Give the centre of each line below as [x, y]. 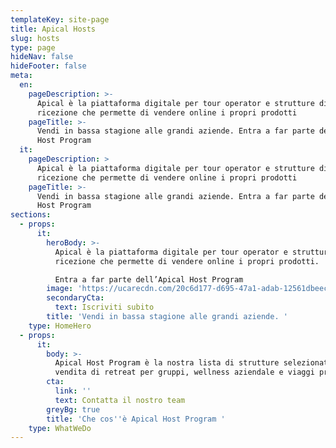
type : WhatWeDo [60, 428]
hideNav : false [42, 57]
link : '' [73, 391]
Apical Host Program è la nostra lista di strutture [167, 363]
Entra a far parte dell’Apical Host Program [149, 279]
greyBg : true [73, 409]
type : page [33, 47]
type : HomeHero [60, 326]
